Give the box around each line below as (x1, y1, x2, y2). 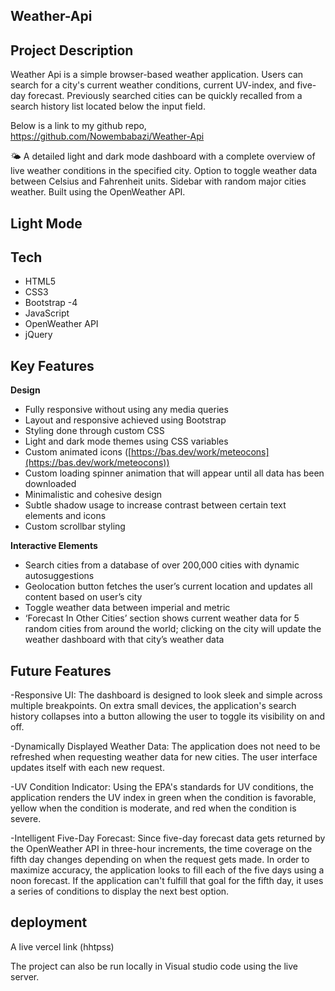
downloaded (24, 478, 77, 490)
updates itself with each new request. (10, 762, 165, 774)
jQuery (24, 329, 53, 341)
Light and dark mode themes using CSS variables (24, 435, 229, 448)
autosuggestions (24, 570, 95, 582)
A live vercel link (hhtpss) (10, 940, 115, 953)
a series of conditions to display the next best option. (10, 885, 230, 898)
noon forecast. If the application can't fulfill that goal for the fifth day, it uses (10, 875, 324, 887)
